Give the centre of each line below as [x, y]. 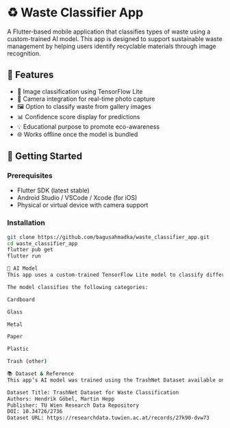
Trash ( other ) [27, 362]
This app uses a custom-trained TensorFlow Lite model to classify [105, 275]
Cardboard [21, 299]
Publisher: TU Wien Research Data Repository [73, 405]
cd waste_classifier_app [42, 243]
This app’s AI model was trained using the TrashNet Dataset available [111, 380]
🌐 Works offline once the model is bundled [77, 134]
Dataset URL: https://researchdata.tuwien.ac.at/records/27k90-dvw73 [108, 418]
